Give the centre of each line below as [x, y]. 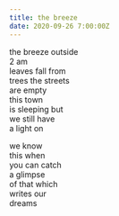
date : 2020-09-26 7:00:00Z [59, 26]
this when [27, 155]
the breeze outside [44, 51]
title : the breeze [43, 18]
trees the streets [39, 80]
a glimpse [27, 174]
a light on [26, 128]
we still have [32, 119]
